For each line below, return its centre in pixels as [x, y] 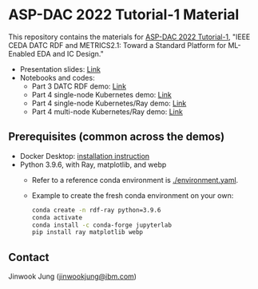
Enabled [22, 53]
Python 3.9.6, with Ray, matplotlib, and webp [93, 164]
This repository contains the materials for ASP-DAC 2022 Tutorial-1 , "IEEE [129, 37]
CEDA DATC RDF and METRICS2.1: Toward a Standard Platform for [117, 45]
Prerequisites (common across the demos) [117, 137]
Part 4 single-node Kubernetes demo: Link [101, 94]
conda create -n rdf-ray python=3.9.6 [96, 210]
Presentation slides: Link [60, 69]
